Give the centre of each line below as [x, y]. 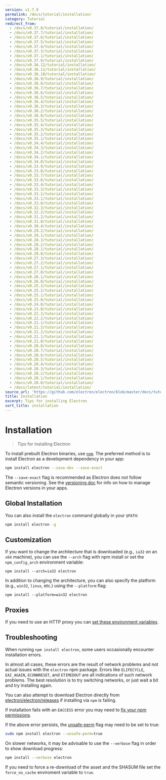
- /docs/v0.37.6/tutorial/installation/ [52, 38]
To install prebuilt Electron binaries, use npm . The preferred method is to [78, 453]
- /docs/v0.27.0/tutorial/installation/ [52, 272]
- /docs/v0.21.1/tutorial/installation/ [52, 337]
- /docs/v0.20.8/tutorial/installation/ [52, 346]
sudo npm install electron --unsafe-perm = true [54, 733]
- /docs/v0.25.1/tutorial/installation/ [52, 295]
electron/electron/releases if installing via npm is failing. [61, 700]
